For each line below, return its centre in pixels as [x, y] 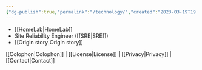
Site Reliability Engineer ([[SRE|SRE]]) [61, 36]
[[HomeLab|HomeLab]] [43, 29]
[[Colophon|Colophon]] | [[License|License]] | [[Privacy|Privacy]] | [89, 54]
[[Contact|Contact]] [30, 60]
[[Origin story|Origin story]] [49, 42]
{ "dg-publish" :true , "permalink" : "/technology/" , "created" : [82, 12]
